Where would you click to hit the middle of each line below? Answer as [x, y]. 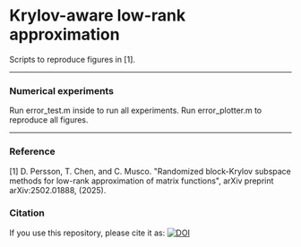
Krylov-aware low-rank [98, 16]
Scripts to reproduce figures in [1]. [73, 59]
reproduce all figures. [49, 120]
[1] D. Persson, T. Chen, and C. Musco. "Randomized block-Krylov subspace [150, 171]
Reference [32, 151]
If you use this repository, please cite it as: [87, 233]
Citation [27, 213]
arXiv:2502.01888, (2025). [58, 190]
